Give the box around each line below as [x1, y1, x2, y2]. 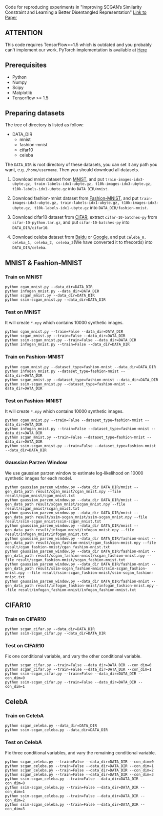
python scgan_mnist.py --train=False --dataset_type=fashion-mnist [5, 435, 145, 440]
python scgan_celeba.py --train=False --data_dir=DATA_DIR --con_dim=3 [5, 772, 154, 777]
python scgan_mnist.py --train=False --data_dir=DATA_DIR [5, 334, 125, 339]
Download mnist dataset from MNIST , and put [12, 176, 104, 182]
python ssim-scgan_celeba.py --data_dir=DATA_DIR [5, 727, 108, 732]
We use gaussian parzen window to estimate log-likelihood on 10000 [5, 470, 143, 476]
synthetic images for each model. [5, 476, 72, 481]
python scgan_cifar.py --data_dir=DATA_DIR [5, 627, 95, 632]
